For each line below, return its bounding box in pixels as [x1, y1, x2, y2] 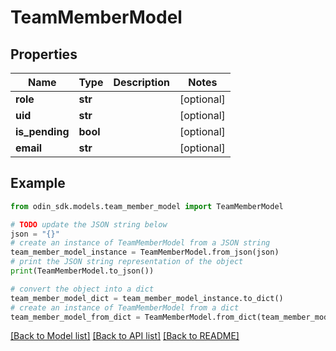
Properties [10, 46, 78, 63]
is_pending [15, 125, 70, 138]
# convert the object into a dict [10, 284, 155, 294]
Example [10, 175, 66, 192]
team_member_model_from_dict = [10, 312, 141, 322]
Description [113, 76, 170, 89]
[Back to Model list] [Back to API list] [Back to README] [10, 330, 240, 342]
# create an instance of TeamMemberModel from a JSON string [10, 238, 271, 248]
